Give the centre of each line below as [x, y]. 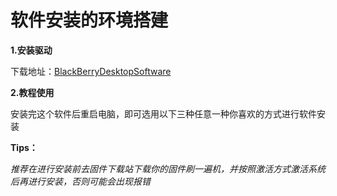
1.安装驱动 [31, 50]
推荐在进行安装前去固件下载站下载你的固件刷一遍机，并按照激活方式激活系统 [168, 168]
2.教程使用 [32, 92]
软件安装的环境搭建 [89, 20]
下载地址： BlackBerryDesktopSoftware [91, 71]
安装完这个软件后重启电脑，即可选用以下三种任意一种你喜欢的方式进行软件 [163, 113]
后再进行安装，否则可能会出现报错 [80, 181]
